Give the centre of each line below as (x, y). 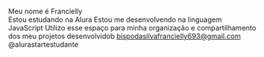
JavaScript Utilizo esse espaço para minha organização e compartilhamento (132, 28)
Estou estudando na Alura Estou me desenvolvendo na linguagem (115, 20)
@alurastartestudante (43, 45)
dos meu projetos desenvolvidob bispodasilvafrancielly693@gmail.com (124, 36)
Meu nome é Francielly (45, 11)
